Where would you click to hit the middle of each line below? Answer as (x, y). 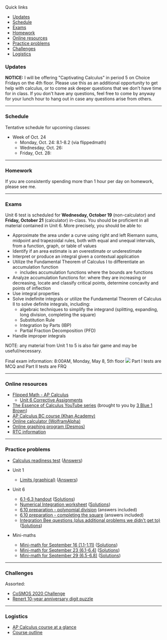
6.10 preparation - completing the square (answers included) (82, 515)
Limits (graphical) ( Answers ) (49, 480)
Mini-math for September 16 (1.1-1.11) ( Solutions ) (69, 545)
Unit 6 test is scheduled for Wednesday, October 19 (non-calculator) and (80, 215)
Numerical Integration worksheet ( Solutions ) (65, 504)
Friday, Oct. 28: (36, 153)
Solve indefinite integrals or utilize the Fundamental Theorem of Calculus (87, 299)
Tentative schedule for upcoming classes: (48, 127)
